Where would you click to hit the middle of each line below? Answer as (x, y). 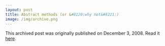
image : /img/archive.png (31, 19)
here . (11, 38)
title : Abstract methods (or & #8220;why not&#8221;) (62, 14)
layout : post (19, 10)
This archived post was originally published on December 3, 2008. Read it (82, 33)
